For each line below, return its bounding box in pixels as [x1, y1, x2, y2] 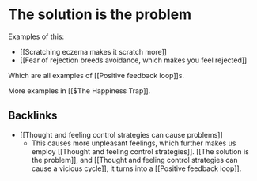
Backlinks [8, 109, 58, 123]
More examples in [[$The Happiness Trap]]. [8, 85, 151, 96]
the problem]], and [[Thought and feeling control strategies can [31, 155, 239, 164]
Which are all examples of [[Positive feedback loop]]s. [8, 70, 184, 80]
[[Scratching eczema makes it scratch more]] [19, 47, 168, 56]
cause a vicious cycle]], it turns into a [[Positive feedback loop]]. [31, 164, 242, 173]
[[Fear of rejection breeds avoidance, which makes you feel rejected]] [19, 55, 248, 65]
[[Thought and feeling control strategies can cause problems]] [19, 130, 223, 139]
